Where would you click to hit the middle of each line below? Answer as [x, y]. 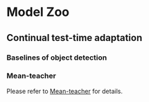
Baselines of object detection [57, 58]
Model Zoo [38, 12]
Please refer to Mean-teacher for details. [64, 91]
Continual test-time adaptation [74, 38]
